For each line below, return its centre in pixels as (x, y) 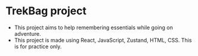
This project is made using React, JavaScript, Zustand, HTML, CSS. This (103, 40)
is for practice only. (38, 46)
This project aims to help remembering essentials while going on (94, 27)
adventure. (27, 33)
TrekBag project (46, 11)
